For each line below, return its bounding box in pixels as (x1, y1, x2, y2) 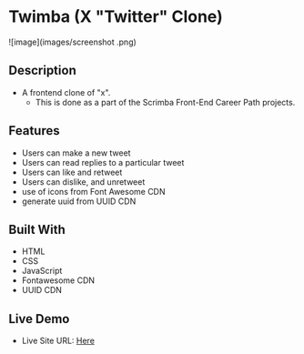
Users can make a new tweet (21, 147, 131, 158)
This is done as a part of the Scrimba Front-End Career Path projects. (35, 96, 296, 107)
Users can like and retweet (21, 167, 123, 177)
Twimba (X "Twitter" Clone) (8, 6, 224, 27)
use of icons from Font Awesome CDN (21, 186, 166, 197)
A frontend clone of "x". (21, 86, 111, 97)
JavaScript (21, 266, 63, 277)
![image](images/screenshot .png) (8, 36, 137, 47)
